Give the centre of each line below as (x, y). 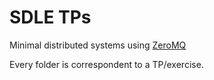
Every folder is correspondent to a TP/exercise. (106, 64)
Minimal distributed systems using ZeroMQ (98, 45)
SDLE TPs (50, 17)
